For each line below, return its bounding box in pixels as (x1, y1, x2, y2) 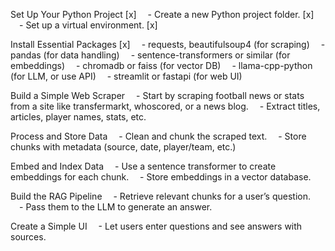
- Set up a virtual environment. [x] (19, 19, 158, 31)
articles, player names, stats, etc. (10, 111, 147, 123)
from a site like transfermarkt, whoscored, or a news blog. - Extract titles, (10, 100, 321, 112)
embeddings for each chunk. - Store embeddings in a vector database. (10, 171, 312, 183)
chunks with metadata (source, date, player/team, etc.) (10, 141, 237, 153)
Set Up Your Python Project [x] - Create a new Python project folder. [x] (10, 9, 315, 20)
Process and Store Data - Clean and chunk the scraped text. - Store (10, 130, 307, 142)
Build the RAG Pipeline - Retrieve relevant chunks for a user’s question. (10, 190, 312, 202)
